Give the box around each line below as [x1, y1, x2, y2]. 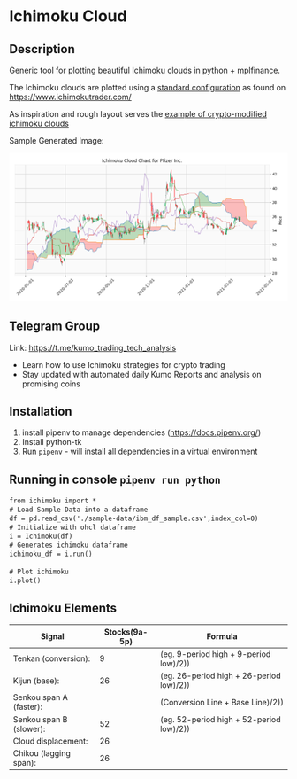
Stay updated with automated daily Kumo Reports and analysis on [21, 369, 262, 379]
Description [9, 42, 75, 57]
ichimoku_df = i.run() [9, 549, 93, 559]
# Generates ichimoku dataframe [9, 541, 128, 550]
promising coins [21, 378, 81, 389]
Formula [206, 631, 238, 642]
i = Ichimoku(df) [9, 532, 73, 541]
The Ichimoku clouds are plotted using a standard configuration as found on [9, 82, 286, 92]
